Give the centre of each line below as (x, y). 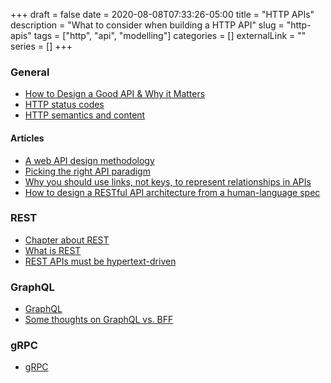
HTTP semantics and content (85, 115)
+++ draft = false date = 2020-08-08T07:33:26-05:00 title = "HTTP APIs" (162, 14)
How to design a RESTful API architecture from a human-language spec (172, 192)
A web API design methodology (89, 160)
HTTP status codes (64, 105)
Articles (27, 138)
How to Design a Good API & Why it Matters (115, 94)
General (30, 72)
